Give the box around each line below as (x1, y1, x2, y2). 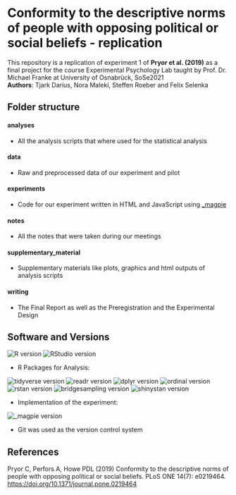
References (7, 446, 59, 458)
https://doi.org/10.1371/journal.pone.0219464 (7, 479, 137, 488)
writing (7, 287, 29, 295)
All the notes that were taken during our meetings (17, 232, 161, 240)
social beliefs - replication (7, 35, 163, 51)
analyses (7, 121, 35, 129)
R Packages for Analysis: (17, 363, 90, 372)
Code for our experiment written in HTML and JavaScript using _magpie (17, 200, 227, 209)
